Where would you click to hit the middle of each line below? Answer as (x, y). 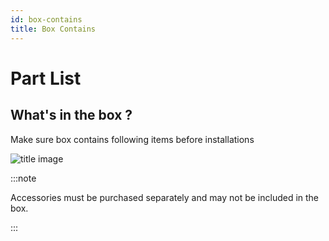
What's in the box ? (71, 115)
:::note (23, 178)
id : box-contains (46, 19)
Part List (46, 78)
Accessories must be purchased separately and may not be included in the (165, 197)
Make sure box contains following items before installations (132, 139)
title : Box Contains (53, 29)
